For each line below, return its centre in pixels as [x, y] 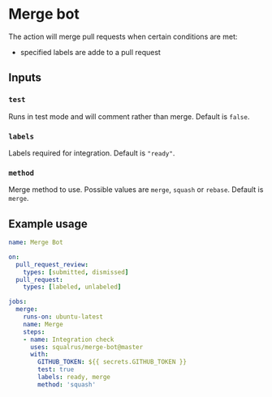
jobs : [17, 302]
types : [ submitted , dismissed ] [76, 272]
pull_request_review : [52, 264]
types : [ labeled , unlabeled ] [72, 287]
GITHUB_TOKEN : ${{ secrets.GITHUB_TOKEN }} [112, 362]
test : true [56, 369]
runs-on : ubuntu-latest [63, 317]
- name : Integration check [69, 339]
